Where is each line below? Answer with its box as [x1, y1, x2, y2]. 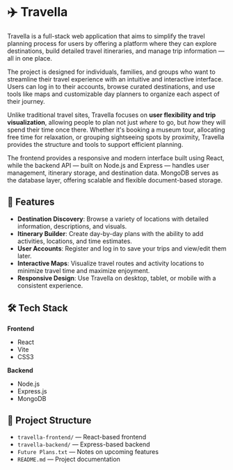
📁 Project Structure [7, 414, 92, 426]
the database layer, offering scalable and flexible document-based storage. [7, 175, 223, 184]
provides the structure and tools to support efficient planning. [7, 140, 184, 148]
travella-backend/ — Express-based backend [17, 440, 150, 448]
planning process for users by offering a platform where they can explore [7, 39, 217, 47]
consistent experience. [17, 281, 83, 290]
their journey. [7, 97, 45, 105]
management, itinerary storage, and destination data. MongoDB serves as [7, 169, 219, 177]
